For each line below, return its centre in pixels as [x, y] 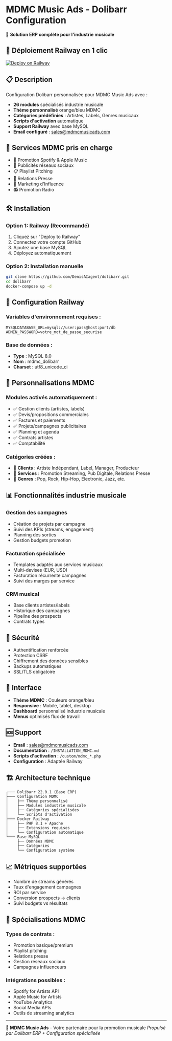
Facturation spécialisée [35, 553]
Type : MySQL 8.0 [32, 356]
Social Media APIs [32, 1008]
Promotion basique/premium [43, 945]
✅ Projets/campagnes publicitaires [50, 426]
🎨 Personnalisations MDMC [50, 383]
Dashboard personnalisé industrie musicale [59, 711]
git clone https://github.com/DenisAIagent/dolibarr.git [68, 277]
